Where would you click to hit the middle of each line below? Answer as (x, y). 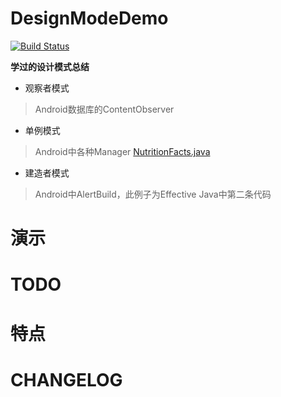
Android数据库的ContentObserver (104, 109)
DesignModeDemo (89, 18)
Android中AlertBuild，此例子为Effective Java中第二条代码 (153, 194)
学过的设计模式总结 (50, 66)
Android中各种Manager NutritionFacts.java (122, 151)
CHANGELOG (66, 379)
